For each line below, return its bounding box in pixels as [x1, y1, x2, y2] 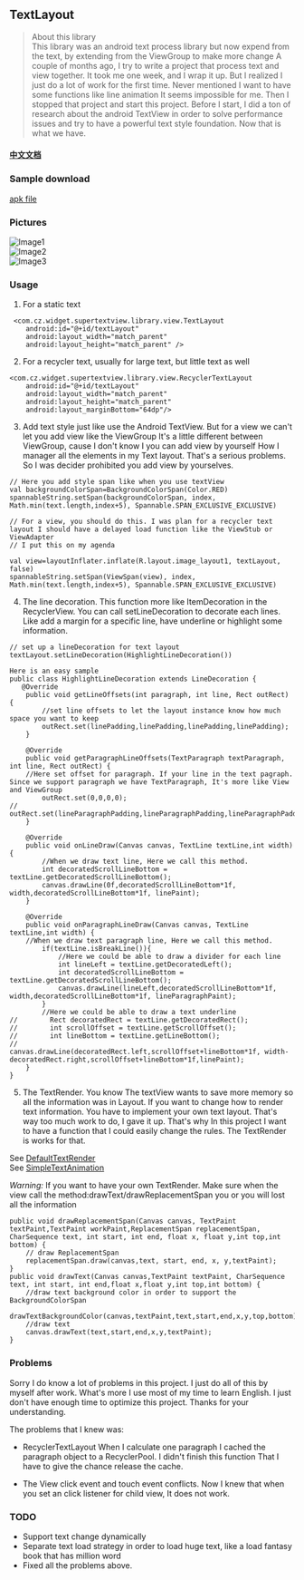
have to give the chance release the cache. [22, 1460, 184, 1471]
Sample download [9, 172, 90, 185]
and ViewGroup [9, 786, 63, 795]
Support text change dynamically [22, 1531, 147, 1542]
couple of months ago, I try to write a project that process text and [31, 60, 280, 71]
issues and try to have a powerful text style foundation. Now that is [31, 118, 282, 129]
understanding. [9, 1406, 66, 1417]
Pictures [9, 216, 48, 228]
